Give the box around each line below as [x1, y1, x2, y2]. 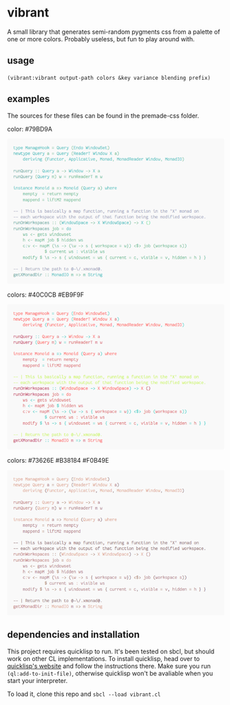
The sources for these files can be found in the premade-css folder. [7, 112, 200, 120]
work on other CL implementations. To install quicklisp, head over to [7, 654, 200, 662]
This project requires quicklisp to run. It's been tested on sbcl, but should [7, 647, 215, 655]
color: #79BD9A [7, 125, 53, 133]
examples [7, 93, 50, 105]
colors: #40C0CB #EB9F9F [7, 291, 85, 299]
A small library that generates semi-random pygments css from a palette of [7, 28, 220, 36]
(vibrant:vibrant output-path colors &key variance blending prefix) [7, 74, 211, 81]
